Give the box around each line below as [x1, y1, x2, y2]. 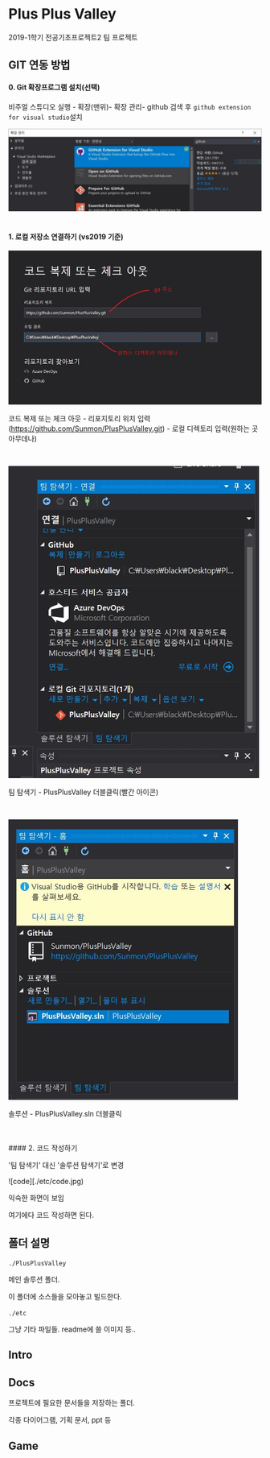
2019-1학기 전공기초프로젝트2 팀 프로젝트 [8, 32, 138, 42]
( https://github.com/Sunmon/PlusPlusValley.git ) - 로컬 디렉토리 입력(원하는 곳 [8, 424, 259, 433]
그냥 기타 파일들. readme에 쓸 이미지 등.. [8, 1324, 137, 1334]
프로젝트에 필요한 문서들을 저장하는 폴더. [8, 1398, 135, 1408]
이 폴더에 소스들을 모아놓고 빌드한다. [8, 1292, 122, 1301]
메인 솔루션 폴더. [8, 1274, 60, 1284]
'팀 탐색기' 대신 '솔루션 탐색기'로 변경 [8, 1161, 125, 1170]
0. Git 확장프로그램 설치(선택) [8, 82, 100, 92]
